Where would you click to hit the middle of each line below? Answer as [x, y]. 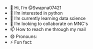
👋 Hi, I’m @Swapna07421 [35, 8]
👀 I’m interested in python [36, 13]
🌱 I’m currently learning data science [48, 18]
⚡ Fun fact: [21, 42]
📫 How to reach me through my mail [48, 29]
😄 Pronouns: [23, 36]
